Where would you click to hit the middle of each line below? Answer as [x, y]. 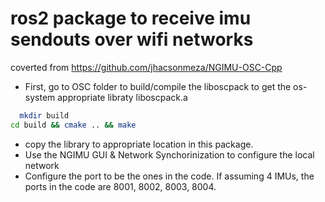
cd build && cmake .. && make [73, 125]
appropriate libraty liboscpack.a [122, 97]
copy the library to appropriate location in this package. [139, 144]
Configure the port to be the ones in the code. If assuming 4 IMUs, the [169, 176]
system [40, 97]
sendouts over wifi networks [132, 39]
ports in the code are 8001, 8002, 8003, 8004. [120, 186]
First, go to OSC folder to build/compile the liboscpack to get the [158, 86]
